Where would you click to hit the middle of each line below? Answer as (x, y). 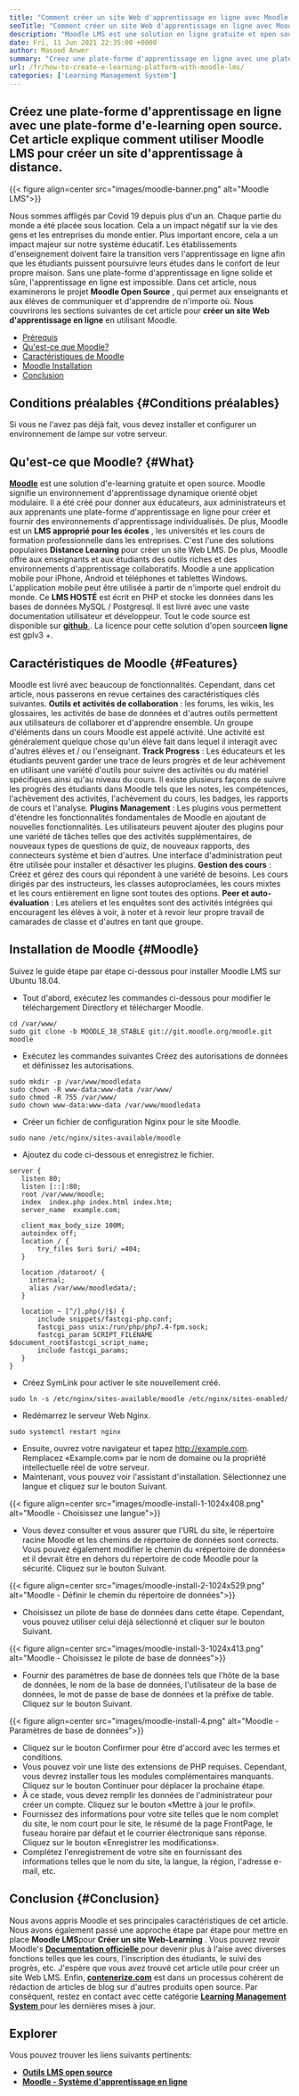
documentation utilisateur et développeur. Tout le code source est (130, 616)
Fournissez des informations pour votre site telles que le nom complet (150, 1814)
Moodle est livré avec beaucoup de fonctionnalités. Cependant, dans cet (142, 685)
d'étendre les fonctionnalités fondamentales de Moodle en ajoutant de (138, 817)
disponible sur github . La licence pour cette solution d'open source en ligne (149, 626)
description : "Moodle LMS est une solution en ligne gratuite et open (143, 34)
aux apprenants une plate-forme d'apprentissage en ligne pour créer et (140, 512)
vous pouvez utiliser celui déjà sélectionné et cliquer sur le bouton (143, 1622)
